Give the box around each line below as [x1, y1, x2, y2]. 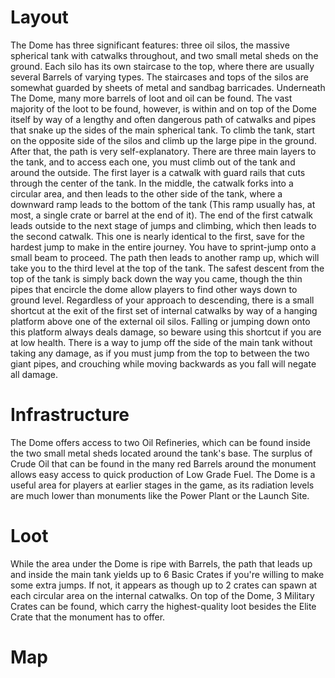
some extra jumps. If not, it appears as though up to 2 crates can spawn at [10, 579, 318, 591]
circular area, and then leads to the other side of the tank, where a [10, 187, 283, 200]
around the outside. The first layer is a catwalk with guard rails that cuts [10, 166, 306, 178]
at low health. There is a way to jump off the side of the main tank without [10, 336, 313, 348]
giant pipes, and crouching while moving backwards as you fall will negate [10, 357, 317, 370]
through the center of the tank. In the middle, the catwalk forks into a [10, 177, 294, 189]
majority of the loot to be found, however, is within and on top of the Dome [10, 102, 317, 115]
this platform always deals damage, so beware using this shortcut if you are [10, 326, 322, 338]
